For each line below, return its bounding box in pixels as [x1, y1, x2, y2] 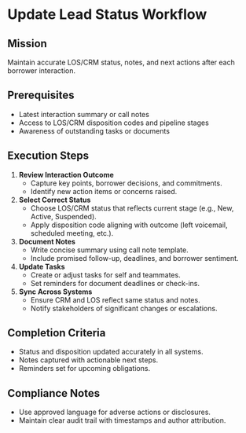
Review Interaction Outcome [18, 170, 115, 179]
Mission [7, 37, 48, 50]
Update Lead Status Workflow [7, 6, 207, 24]
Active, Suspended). [30, 211, 97, 221]
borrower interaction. [7, 66, 76, 75]
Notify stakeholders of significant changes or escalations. [30, 303, 218, 313]
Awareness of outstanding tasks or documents [18, 126, 171, 135]
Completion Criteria [7, 326, 106, 339]
